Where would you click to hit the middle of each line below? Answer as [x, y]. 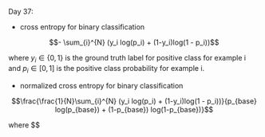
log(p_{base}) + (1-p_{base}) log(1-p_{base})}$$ [134, 109]
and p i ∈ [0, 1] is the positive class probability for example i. [107, 69]
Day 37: [21, 12]
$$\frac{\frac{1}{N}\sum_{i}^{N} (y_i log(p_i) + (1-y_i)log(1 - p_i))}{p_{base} [134, 101]
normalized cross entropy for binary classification [101, 85]
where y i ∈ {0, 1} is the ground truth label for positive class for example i [127, 59]
